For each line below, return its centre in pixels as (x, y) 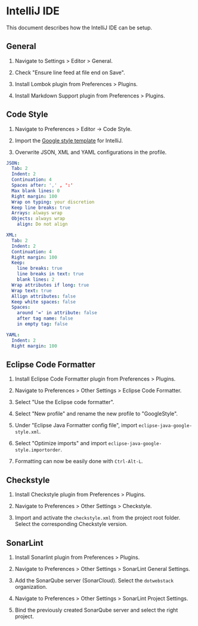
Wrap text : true (32, 291)
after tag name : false (45, 318)
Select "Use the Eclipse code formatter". (64, 402)
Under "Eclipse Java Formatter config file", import (76, 426)
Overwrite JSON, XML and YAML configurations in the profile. (91, 152)
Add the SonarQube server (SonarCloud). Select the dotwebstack (94, 581)
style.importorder (38, 450)
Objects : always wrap (38, 219)
